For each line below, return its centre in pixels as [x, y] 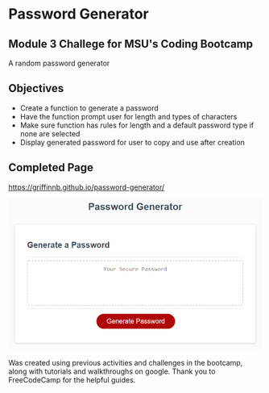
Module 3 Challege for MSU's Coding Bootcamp [131, 44]
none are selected [50, 133]
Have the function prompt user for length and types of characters [128, 116]
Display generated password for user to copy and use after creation [132, 142]
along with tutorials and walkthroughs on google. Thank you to [112, 371]
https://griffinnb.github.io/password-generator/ [87, 187]
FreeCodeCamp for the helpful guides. [72, 380]
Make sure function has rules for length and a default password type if [137, 125]
